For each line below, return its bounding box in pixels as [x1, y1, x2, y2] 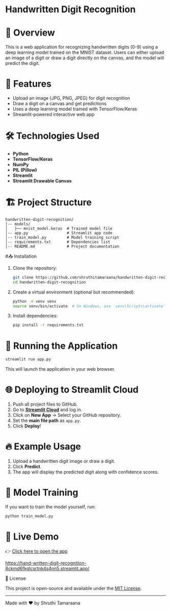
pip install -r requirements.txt [12, 323, 84, 328]
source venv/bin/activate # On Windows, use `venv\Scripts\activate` [12, 303, 166, 309]
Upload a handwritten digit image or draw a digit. [12, 458, 116, 464]
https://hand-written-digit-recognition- [5, 560, 87, 566]
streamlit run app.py [5, 357, 51, 362]
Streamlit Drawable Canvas [12, 178, 72, 184]
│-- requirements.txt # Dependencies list [5, 239, 110, 244]
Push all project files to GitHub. [12, 401, 78, 408]
